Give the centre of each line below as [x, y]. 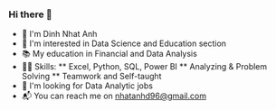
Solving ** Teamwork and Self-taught [91, 77]
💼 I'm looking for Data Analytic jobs [87, 86]
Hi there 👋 [31, 14]
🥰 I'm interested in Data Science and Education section [124, 43]
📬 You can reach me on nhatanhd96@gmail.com [114, 96]
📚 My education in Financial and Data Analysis [109, 54]
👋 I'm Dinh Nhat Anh [59, 34]
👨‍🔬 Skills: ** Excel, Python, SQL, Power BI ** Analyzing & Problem [144, 67]
